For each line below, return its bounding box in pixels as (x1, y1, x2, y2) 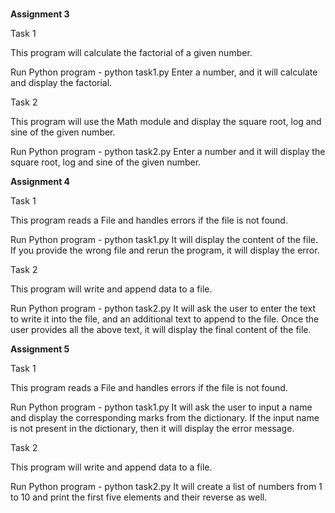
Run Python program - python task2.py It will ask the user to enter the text (10, 303, 317, 315)
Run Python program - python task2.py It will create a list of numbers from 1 (10, 481, 323, 493)
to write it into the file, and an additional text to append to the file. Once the (10, 313, 320, 325)
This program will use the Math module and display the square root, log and (10, 116, 322, 128)
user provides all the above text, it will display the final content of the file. (10, 324, 312, 336)
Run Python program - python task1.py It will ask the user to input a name (10, 401, 313, 413)
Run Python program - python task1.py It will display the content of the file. (10, 234, 318, 246)
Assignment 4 (10, 176, 71, 188)
